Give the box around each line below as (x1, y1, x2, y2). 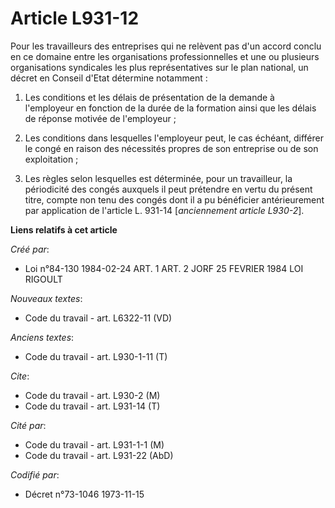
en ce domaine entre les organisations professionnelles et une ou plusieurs (10, 50, 320, 62)
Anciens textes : (10, 331, 75, 343)
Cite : (10, 370, 30, 382)
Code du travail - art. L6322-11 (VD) (24, 312, 173, 324)
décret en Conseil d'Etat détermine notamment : (10, 72, 208, 84)
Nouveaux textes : (10, 292, 83, 304)
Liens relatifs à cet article (10, 223, 118, 236)
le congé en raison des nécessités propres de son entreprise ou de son (24, 142, 319, 154)
